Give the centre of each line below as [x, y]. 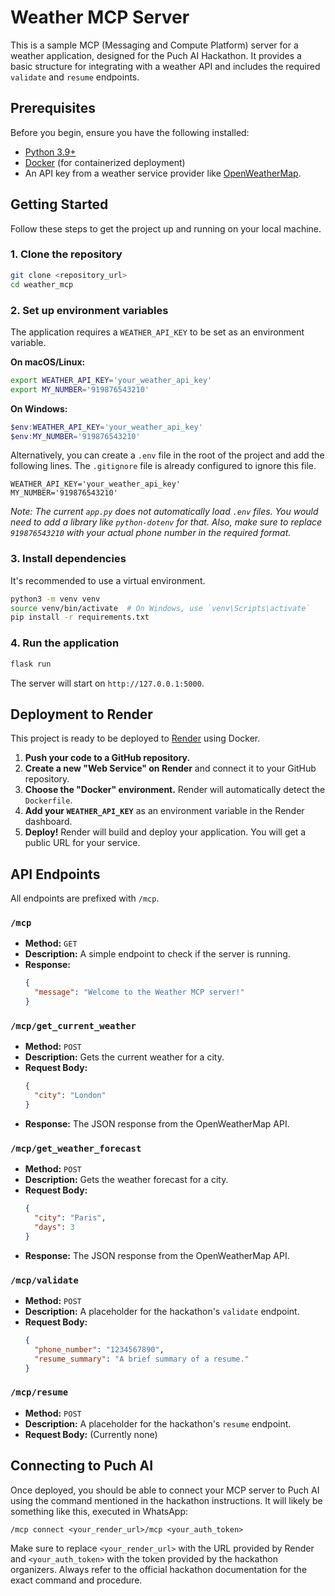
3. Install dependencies [68, 559]
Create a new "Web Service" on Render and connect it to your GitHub [170, 768]
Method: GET [51, 943]
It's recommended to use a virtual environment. [108, 580]
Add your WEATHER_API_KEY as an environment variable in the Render [164, 811]
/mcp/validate [44, 1280]
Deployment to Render [81, 714]
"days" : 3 [54, 1227]
